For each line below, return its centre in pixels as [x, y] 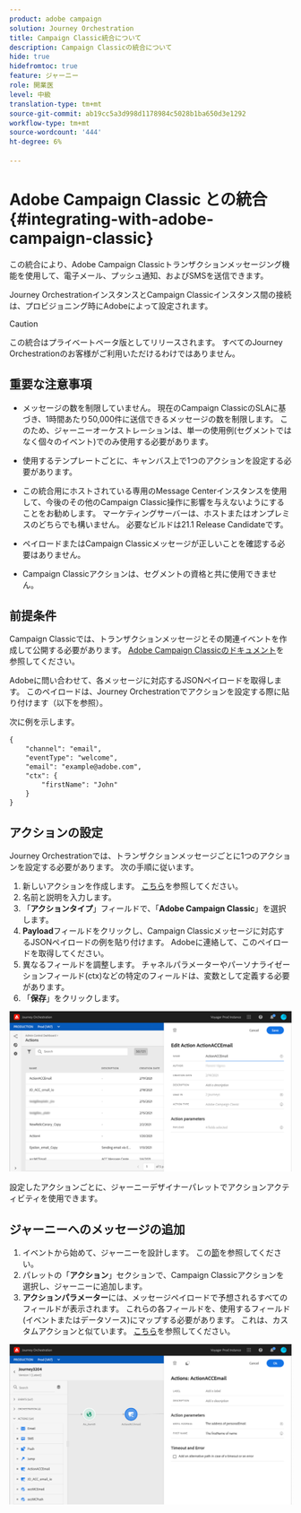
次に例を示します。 [44, 722]
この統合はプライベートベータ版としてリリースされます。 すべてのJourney [146, 342]
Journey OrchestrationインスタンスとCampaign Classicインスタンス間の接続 [150, 294]
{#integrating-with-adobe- [112, 219]
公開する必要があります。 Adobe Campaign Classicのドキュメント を [159, 650]
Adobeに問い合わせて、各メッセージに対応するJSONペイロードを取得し [142, 681]
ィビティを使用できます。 [56, 1198]
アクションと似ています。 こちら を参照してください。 [137, 1331]
